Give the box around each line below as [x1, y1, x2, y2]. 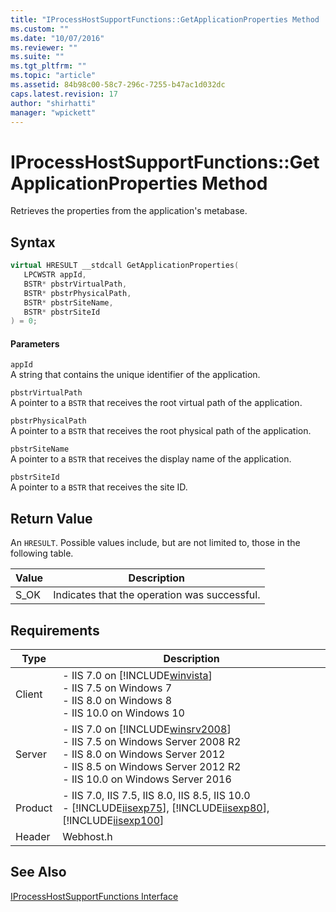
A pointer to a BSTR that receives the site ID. [10, 481, 188, 493]
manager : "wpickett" [10, 107, 97, 118]
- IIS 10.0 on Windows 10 [62, 706, 185, 720]
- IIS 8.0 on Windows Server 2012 [62, 747, 226, 761]
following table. [10, 547, 74, 560]
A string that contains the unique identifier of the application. [10, 369, 261, 381]
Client [15, 687, 43, 701]
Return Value [10, 510, 93, 527]
